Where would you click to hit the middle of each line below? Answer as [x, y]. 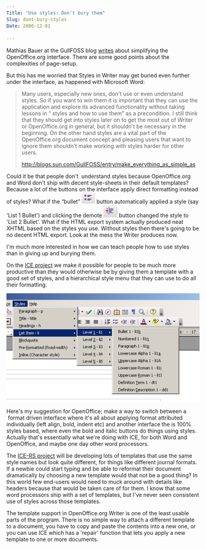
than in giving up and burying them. [51, 253]
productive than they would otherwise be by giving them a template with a [100, 272]
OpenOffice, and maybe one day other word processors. [78, 444]
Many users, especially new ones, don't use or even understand [102, 94]
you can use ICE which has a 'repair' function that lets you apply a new [96, 533]
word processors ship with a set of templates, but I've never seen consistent [103, 495]
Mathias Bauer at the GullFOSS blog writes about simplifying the [87, 51]
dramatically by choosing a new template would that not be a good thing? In [102, 475]
